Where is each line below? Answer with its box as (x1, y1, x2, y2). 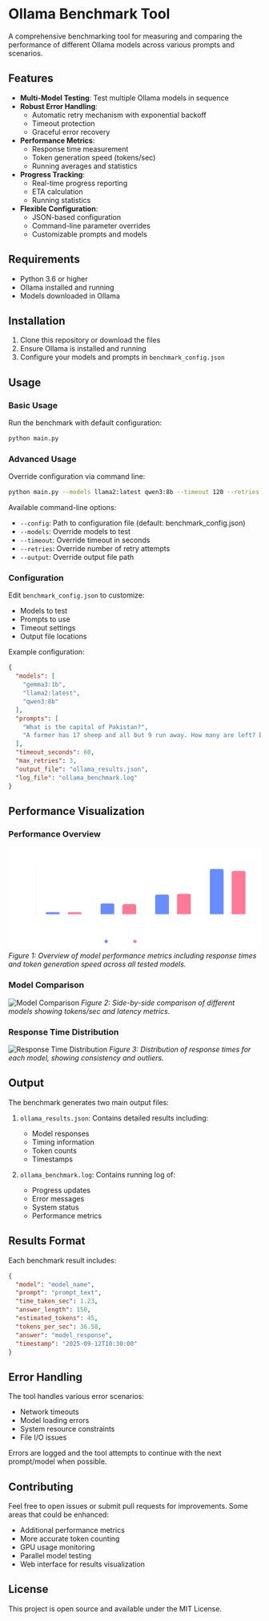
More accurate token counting (19, 1534, 120, 1544)
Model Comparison (8, 979, 85, 991)
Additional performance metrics (19, 1526, 126, 1535)
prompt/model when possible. (8, 1457, 107, 1466)
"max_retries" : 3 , (15, 757, 78, 765)
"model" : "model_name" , (15, 1280, 94, 1288)
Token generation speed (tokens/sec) (31, 152, 156, 162)
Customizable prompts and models (31, 229, 148, 239)
